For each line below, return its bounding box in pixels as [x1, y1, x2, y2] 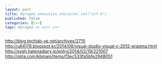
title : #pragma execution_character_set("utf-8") [5, 12, 107, 16]
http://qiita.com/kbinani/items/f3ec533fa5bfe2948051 [5, 53, 113, 59]
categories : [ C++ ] [5, 20, 42, 26]
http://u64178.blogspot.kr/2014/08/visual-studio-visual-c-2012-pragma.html [5, 43, 157, 49]
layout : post [5, 7, 31, 12]
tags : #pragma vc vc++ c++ [5, 25, 59, 30]
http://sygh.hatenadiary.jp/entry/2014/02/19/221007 [5, 49, 108, 54]
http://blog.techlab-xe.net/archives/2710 [5, 38, 86, 44]
